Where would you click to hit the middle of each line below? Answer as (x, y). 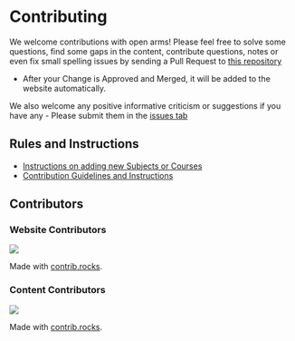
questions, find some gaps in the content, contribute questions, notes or (144, 51)
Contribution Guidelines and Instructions (98, 175)
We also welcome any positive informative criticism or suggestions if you (145, 105)
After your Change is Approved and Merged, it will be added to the (147, 78)
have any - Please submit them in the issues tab (99, 115)
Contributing (58, 17)
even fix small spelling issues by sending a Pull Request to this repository (146, 61)
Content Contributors (57, 290)
